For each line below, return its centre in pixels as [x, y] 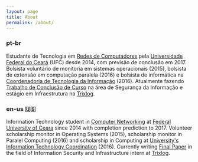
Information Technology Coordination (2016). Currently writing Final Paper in [99, 146]
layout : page [22, 11]
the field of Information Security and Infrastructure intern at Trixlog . [88, 153]
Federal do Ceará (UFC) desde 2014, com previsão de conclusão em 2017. [97, 62]
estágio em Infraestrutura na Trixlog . [51, 93]
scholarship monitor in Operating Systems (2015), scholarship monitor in [94, 134]
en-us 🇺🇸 [21, 108]
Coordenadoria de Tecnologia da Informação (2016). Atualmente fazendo [95, 81]
